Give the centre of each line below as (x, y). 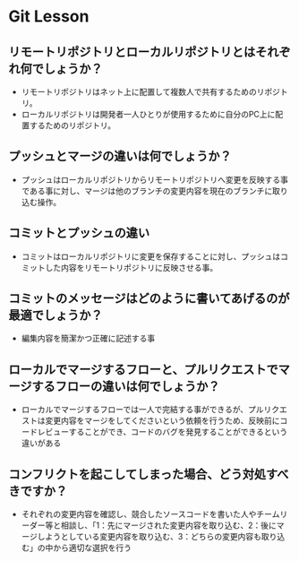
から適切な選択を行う (92, 548)
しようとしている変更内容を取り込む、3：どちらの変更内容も (149, 537)
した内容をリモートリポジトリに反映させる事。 (132, 267)
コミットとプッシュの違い (79, 233)
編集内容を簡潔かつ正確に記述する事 (88, 339)
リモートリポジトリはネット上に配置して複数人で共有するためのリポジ (151, 92)
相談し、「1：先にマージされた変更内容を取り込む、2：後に (168, 525)
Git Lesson (49, 17)
